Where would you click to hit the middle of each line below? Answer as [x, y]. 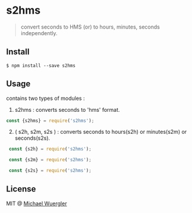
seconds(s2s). [32, 138]
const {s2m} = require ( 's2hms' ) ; [50, 160]
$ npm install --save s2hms [41, 65]
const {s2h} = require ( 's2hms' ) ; [50, 149]
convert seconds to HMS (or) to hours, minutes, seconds [90, 27]
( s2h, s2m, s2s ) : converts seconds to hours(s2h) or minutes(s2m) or [101, 132]
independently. [39, 33]
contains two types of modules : [45, 98]
